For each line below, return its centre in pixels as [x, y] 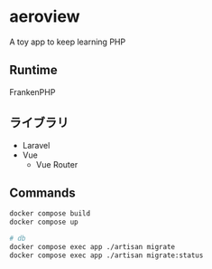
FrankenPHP [32, 91]
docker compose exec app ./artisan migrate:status [106, 255]
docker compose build [50, 214]
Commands [43, 192]
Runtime [33, 70]
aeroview [45, 17]
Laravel [36, 145]
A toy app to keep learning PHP [68, 42]
